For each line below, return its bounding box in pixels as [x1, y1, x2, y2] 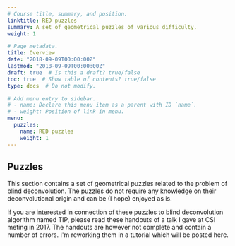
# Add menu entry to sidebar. [7, 95, 97, 102]
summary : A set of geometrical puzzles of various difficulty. [7, 23, 198, 30]
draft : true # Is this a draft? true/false [7, 69, 140, 76]
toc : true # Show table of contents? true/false [7, 76, 157, 83]
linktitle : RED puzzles [7, 17, 78, 24]
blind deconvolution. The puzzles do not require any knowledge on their [7, 187, 217, 195]
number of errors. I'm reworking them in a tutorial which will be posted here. [7, 230, 229, 239]
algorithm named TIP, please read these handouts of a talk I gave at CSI [7, 216, 216, 224]
